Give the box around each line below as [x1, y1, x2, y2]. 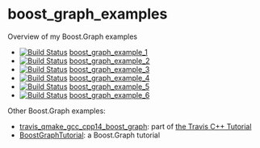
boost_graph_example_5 [69, 82, 150, 91]
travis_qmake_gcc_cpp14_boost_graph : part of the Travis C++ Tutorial [19, 121, 252, 131]
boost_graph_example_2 [69, 56, 150, 66]
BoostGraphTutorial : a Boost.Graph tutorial [19, 130, 161, 140]
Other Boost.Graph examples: [7, 106, 106, 116]
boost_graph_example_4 [69, 73, 150, 82]
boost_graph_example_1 [69, 47, 149, 57]
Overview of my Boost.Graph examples [7, 32, 138, 41]
